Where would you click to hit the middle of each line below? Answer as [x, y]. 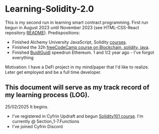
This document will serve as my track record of [77, 88]
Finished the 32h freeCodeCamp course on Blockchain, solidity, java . [81, 47]
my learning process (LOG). [47, 95]
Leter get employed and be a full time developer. [53, 72]
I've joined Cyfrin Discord [37, 126]
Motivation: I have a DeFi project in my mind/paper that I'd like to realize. [77, 67]
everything [23, 57]
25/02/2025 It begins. [27, 107]
